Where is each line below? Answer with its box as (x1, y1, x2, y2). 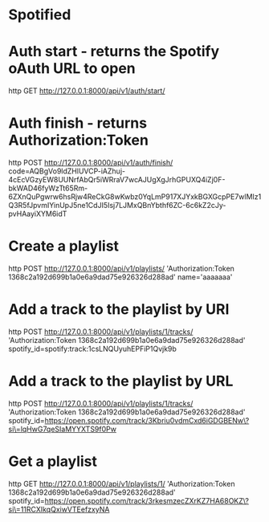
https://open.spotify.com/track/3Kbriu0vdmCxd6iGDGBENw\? (44, 415, 250, 425)
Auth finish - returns (8, 114, 147, 133)
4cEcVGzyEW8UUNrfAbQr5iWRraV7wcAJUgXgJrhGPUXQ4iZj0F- (8, 175, 226, 185)
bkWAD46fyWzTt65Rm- (8, 183, 88, 194)
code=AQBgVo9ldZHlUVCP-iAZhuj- (8, 166, 126, 176)
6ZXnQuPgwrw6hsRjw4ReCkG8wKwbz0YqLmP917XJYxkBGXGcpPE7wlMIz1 (8, 192, 262, 202)
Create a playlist (8, 237, 119, 255)
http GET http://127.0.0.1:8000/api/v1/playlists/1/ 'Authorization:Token (8, 479, 235, 488)
